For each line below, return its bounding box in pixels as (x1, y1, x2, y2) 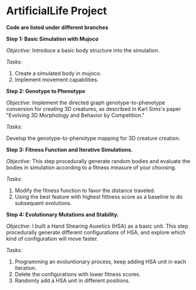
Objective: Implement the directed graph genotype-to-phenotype (6, 99, 166, 106)
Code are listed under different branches (6, 24, 108, 31)
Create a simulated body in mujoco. (14, 69, 102, 77)
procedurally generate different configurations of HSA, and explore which (6, 228, 185, 235)
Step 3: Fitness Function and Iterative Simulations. (6, 146, 133, 153)
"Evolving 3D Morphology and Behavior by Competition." (6, 111, 145, 119)
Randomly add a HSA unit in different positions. (14, 277, 130, 284)
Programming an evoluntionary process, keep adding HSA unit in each (14, 258, 187, 265)
